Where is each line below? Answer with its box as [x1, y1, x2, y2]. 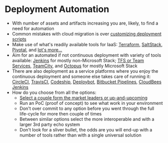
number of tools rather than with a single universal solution [19, 132, 142, 138]
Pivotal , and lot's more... [12, 47, 62, 53]
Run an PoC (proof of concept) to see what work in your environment [19, 100, 163, 106]
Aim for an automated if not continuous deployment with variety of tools [12, 52, 161, 58]
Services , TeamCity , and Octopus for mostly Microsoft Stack [12, 63, 138, 69]
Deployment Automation [5, 4, 109, 15]
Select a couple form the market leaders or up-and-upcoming [19, 94, 148, 101]
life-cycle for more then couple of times [19, 110, 102, 116]
